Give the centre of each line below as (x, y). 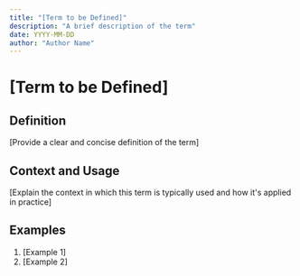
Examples (37, 230)
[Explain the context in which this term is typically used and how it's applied (150, 193)
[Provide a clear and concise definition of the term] (104, 143)
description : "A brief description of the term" (103, 26)
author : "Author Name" (52, 43)
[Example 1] (44, 252)
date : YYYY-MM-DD (42, 34)
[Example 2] (45, 262)
